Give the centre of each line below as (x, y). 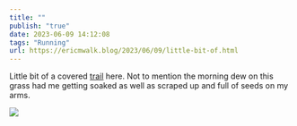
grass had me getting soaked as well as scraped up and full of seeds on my (149, 86)
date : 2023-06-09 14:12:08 (60, 34)
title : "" (28, 17)
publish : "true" (39, 26)
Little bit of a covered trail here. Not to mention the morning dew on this (141, 76)
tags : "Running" (39, 42)
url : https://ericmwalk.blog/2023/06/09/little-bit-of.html (124, 51)
